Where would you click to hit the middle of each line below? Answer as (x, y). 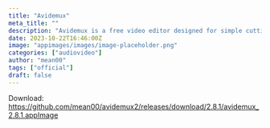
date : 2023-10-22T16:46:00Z (55, 38)
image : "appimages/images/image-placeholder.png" (93, 46)
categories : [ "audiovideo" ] (55, 53)
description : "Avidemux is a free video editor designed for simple (125, 30)
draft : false (30, 75)
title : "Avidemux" (39, 16)
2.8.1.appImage (33, 115)
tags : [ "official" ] (41, 68)
